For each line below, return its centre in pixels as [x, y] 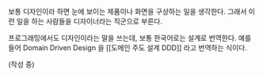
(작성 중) [21, 64]
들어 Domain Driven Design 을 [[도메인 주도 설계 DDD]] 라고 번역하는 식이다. [128, 48]
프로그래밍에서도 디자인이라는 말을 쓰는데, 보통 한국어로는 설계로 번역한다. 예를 [130, 38]
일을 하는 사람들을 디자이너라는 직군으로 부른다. [90, 21]
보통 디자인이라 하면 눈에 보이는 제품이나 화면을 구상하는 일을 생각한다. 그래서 [128, 11]
